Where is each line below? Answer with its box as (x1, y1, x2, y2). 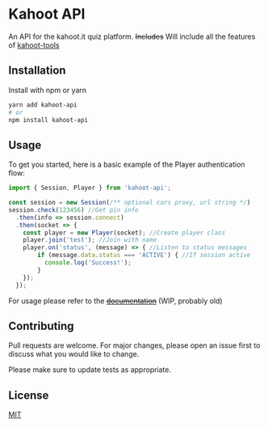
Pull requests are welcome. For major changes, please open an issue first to (8, 340, 261, 350)
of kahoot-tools (8, 40, 60, 49)
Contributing (8, 319, 74, 332)
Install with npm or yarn (8, 85, 87, 95)
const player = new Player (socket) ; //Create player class (23, 228, 226, 237)
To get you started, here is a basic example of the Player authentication (8, 159, 245, 170)
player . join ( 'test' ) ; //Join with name (23, 236, 157, 244)
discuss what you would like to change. (8, 349, 140, 359)
